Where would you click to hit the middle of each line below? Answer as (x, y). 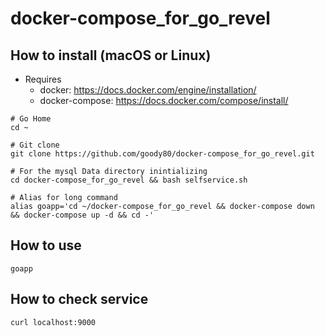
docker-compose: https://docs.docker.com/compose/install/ (164, 100)
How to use (46, 245)
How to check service (79, 299)
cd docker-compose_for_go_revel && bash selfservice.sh (129, 180)
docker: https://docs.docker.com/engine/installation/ (148, 90)
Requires (43, 79)
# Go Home (31, 119)
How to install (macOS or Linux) (111, 55)
